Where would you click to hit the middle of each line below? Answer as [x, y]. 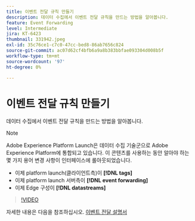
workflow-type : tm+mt [33, 56]
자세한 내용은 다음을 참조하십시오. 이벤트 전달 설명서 [66, 212]
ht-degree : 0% [24, 67]
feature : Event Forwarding [40, 23]
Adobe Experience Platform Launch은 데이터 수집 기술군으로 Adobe [87, 145]
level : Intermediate [32, 28]
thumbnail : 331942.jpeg [36, 39]
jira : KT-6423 [24, 34]
